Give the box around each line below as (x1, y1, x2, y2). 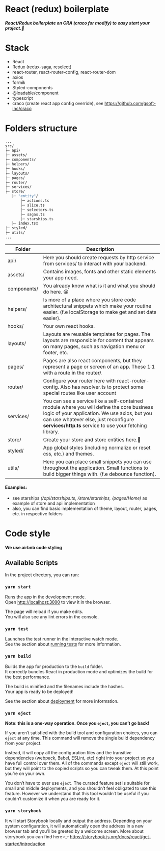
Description (86, 245, 114, 252)
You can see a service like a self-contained (43, 398, 143, 404)
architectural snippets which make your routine (43, 302, 151, 309)
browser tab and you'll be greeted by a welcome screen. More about (5, 828, 144, 834)
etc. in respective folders (12, 511, 63, 517)
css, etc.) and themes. (43, 450, 94, 457)
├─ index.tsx (11, 221, 38, 226)
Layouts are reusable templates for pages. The (43, 330, 151, 337)
